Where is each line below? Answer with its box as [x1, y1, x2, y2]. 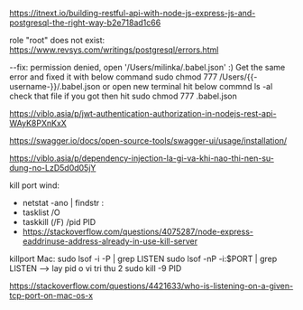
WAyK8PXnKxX [9, 117, 68, 128]
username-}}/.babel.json [9, 81, 101, 91]
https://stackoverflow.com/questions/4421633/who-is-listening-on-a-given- [9, 280, 294, 291]
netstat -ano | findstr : [22, 198, 105, 208]
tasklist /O [22, 207, 60, 218]
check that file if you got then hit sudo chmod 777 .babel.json [9, 90, 237, 101]
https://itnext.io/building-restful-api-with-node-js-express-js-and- [9, 8, 256, 18]
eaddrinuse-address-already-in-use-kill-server [22, 236, 198, 247]
